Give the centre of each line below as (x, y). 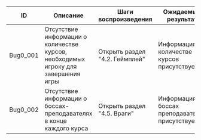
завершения (63, 74)
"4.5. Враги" (116, 113)
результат (182, 19)
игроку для (61, 66)
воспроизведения (125, 19)
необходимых (65, 59)
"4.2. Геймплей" (122, 59)
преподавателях (68, 113)
